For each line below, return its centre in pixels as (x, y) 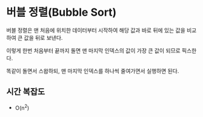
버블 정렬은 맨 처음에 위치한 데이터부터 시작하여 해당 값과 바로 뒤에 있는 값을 (96, 30)
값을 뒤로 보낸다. (43, 37)
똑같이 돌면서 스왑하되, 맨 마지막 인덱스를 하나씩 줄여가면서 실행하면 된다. (93, 71)
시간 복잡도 (26, 92)
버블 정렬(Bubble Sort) (62, 12)
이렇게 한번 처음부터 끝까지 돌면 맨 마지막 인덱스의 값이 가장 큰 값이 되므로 (93, 50)
